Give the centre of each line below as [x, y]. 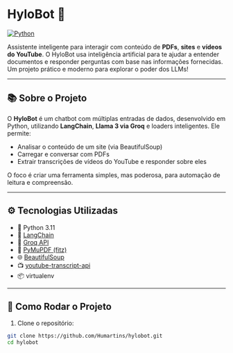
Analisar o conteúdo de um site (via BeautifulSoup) [90, 147]
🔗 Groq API [33, 242]
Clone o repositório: [45, 323]
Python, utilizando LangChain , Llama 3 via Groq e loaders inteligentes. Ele [114, 126]
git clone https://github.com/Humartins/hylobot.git [85, 336]
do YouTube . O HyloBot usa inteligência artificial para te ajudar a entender [113, 54]
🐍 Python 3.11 [36, 227]
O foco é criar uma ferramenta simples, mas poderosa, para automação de [114, 175]
